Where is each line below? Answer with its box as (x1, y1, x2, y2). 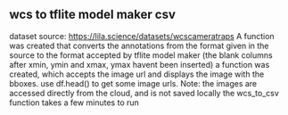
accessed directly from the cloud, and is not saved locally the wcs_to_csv (9, 87, 279, 98)
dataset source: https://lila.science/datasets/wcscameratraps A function (9, 30, 275, 41)
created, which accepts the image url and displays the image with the (9, 69, 265, 79)
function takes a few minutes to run (9, 97, 140, 108)
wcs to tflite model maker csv (9, 7, 176, 22)
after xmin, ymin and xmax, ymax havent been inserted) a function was (9, 59, 270, 70)
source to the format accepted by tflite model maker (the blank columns (9, 49, 274, 61)
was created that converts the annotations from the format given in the (9, 40, 269, 51)
